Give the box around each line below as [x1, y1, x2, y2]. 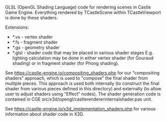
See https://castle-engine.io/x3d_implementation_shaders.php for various [5, 106, 156, 112]
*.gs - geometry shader [12, 45, 60, 50]
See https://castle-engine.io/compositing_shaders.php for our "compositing [5, 70, 160, 76]
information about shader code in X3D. [5, 111, 84, 117]
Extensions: [5, 24, 29, 30]
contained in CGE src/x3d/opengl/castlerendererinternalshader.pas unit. [5, 96, 153, 102]
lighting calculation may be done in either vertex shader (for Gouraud [12, 55, 154, 61]
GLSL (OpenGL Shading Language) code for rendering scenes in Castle [5, 4, 151, 10]
